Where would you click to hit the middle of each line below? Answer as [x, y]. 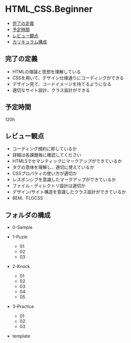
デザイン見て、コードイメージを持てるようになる [62, 84]
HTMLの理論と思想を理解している [47, 71]
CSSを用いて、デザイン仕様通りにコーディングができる [68, 78]
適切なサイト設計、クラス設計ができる [51, 90]
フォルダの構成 [28, 215]
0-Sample [22, 227]
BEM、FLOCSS [28, 198]
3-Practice [23, 307]
